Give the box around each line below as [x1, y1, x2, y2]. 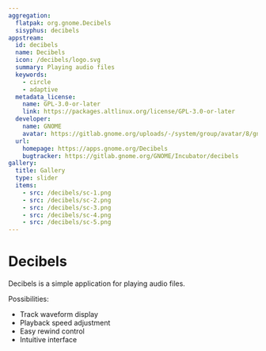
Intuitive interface [19, 335, 78, 345]
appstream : [8, 33, 44, 42]
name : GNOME [22, 122, 62, 130]
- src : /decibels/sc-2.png [22, 196, 112, 204]
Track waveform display [19, 310, 99, 319]
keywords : [15, 71, 47, 79]
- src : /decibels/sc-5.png [22, 218, 112, 226]
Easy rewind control [19, 326, 85, 336]
